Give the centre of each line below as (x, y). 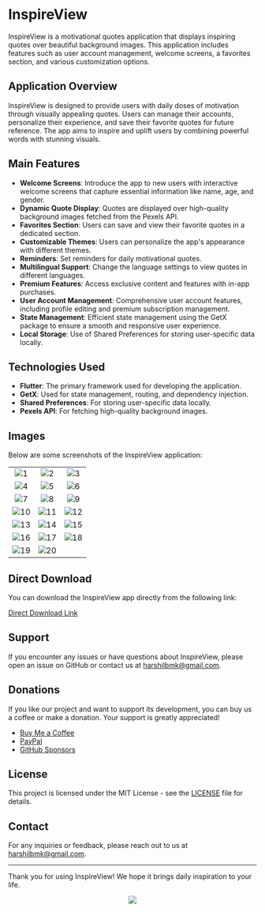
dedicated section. (50, 233)
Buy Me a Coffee (47, 733)
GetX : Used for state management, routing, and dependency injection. (134, 394)
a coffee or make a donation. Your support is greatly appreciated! (114, 717)
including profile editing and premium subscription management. (125, 309)
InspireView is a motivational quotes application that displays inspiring (122, 36)
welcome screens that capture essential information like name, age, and (136, 191)
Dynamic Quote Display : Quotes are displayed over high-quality (124, 208)
